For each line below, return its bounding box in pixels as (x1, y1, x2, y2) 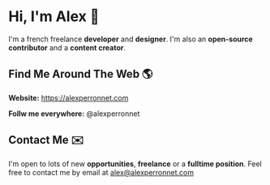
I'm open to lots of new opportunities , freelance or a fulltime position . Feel (8, 158, 262, 169)
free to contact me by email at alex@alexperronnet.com (8, 167, 195, 177)
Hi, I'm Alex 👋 (8, 7, 100, 26)
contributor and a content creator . (8, 42, 126, 52)
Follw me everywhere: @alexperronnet (8, 109, 140, 118)
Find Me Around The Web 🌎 (8, 67, 153, 81)
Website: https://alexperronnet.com (8, 92, 129, 102)
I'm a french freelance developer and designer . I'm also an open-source (8, 34, 253, 44)
